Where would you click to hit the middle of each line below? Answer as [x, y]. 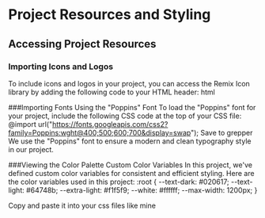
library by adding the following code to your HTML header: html [112, 92]
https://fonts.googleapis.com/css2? [110, 124]
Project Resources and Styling [110, 15]
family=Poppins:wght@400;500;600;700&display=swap [100, 132]
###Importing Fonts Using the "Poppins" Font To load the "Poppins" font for [132, 107]
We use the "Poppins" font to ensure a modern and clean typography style [130, 141]
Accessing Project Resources [82, 44]
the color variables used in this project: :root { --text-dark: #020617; [119, 182]
